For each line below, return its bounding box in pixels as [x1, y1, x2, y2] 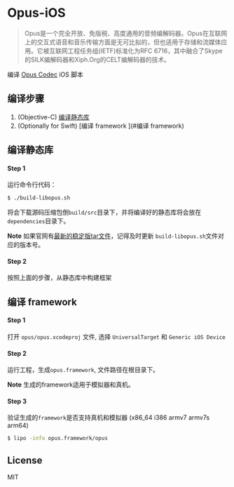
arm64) [7, 421, 29, 429]
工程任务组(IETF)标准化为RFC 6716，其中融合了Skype [67, 46, 223, 55]
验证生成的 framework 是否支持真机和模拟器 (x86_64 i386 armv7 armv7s [7, 413, 210, 422]
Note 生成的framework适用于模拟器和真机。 [7, 380, 135, 389]
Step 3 [7, 396, 27, 405]
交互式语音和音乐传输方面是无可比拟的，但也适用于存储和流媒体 [36, 37, 221, 46]
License [7, 454, 43, 466]
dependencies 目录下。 [7, 217, 70, 225]
